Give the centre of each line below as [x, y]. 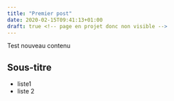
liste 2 [26, 91]
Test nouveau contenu [39, 46]
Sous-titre [29, 67]
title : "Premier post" [40, 13]
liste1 [24, 84]
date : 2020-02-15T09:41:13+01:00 [55, 20]
